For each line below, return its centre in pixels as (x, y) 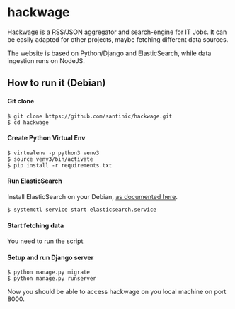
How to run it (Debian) (57, 83)
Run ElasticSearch (35, 181)
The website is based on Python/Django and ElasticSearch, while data (109, 53)
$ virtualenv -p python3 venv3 (53, 153)
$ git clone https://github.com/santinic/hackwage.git (90, 116)
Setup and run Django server (51, 257)
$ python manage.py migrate (49, 273)
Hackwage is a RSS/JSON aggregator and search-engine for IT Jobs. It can (117, 32)
